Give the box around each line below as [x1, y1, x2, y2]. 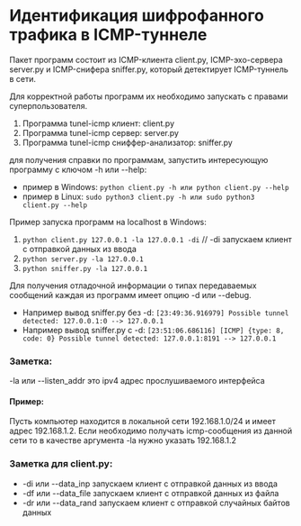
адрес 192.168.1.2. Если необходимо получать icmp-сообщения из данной [9, 425, 293, 437]
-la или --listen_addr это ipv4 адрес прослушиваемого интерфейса [9, 376, 265, 386]
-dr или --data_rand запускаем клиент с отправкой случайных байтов [22, 497, 290, 508]
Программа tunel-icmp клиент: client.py [22, 118, 175, 129]
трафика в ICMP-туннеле [9, 24, 208, 45]
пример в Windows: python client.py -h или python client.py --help [22, 181, 289, 192]
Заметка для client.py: [9, 458, 113, 470]
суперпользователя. [9, 100, 88, 111]
